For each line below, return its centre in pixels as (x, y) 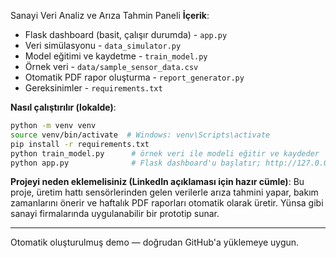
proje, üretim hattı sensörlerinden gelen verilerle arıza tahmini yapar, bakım (164, 192)
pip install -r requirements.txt (80, 144)
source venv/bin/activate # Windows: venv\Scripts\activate (140, 135)
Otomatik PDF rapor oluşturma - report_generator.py (134, 77)
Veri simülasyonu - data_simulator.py (103, 45)
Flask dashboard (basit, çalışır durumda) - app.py (126, 34)
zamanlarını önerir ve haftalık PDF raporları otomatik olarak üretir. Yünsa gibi (167, 203)
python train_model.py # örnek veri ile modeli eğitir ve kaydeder (165, 153)
